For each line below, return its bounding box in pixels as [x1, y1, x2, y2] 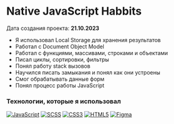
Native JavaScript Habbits [6, 4, 142, 18]
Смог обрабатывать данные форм [15, 75, 105, 82]
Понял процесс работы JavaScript [15, 81, 105, 89]
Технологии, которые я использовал [6, 97, 121, 105]
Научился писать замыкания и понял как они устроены [15, 68, 161, 76]
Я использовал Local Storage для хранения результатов [15, 36, 161, 43]
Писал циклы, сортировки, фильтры [15, 56, 109, 63]
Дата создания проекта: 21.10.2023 [6, 24, 100, 32]
